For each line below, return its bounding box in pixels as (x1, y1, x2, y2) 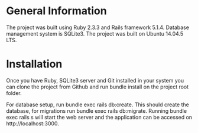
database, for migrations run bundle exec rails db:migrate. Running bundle (6, 107, 187, 114)
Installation (6, 58, 63, 71)
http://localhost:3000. (6, 120, 59, 127)
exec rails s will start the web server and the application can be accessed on (6, 113, 193, 121)
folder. (6, 89, 22, 96)
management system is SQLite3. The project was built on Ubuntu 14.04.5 (6, 30, 184, 37)
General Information (6, 4, 108, 18)
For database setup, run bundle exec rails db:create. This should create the (6, 101, 189, 108)
